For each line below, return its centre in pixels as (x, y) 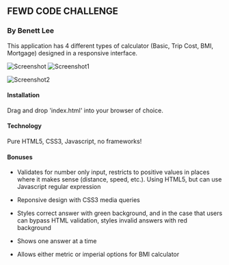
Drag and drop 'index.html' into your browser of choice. (85, 110)
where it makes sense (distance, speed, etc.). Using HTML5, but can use (119, 179)
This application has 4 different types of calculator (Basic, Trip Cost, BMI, (110, 46)
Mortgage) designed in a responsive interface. (72, 53)
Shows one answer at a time (57, 241)
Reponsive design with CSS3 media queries (78, 200)
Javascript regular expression (59, 187)
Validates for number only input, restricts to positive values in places (113, 172)
